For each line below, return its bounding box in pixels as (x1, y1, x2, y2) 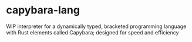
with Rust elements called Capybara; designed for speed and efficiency (6, 29, 179, 36)
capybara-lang (6, 3, 80, 17)
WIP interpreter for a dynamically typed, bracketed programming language (6, 23, 187, 30)
